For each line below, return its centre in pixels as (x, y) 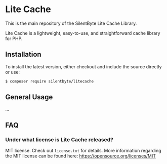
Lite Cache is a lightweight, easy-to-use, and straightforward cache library (83, 33)
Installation (23, 54)
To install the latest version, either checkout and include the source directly (83, 66)
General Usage (29, 97)
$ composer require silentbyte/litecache (50, 81)
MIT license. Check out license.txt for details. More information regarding (83, 151)
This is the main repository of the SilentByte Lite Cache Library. (71, 23)
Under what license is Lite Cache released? (59, 139)
